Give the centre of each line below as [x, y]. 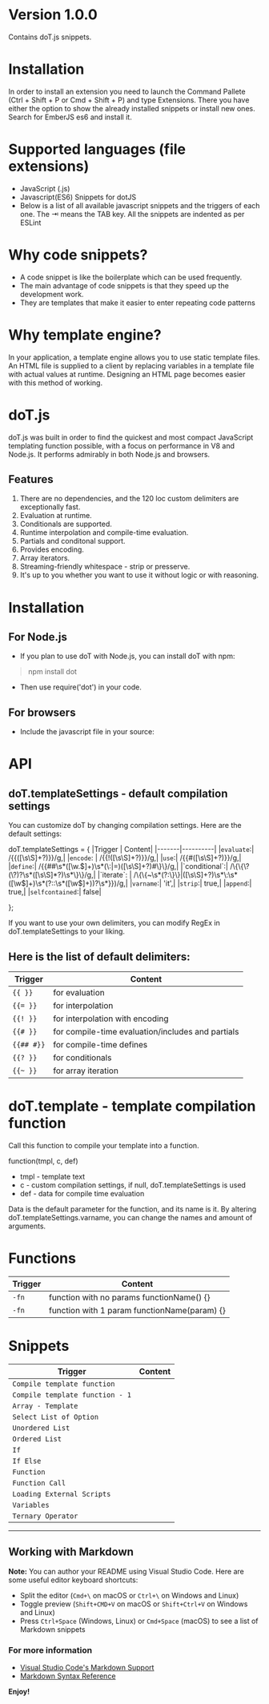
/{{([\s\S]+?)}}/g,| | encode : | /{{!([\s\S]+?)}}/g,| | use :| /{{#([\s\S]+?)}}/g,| [125, 858]
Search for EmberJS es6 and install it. [70, 117]
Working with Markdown [71, 1552]
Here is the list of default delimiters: [99, 956]
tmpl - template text [52, 1176]
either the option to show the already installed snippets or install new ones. [132, 108]
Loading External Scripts [62, 1494]
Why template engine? [85, 335]
